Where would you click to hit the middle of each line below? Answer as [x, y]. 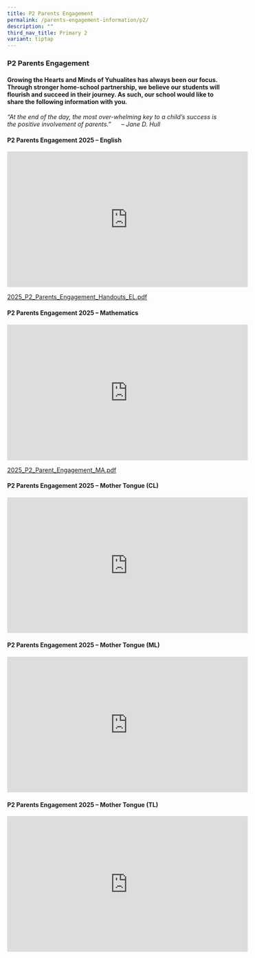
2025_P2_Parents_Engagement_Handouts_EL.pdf [77, 297]
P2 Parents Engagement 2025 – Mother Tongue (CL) [83, 486]
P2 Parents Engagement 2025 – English [65, 140]
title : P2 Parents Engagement [51, 13]
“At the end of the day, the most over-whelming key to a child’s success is [112, 117]
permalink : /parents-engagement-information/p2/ [78, 20]
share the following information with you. [67, 101]
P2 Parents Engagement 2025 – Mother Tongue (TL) [83, 804]
